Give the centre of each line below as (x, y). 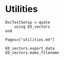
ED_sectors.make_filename (32, 53)
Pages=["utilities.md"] (30, 40)
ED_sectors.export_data (30, 48)
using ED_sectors (32, 27)
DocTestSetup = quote (28, 22)
